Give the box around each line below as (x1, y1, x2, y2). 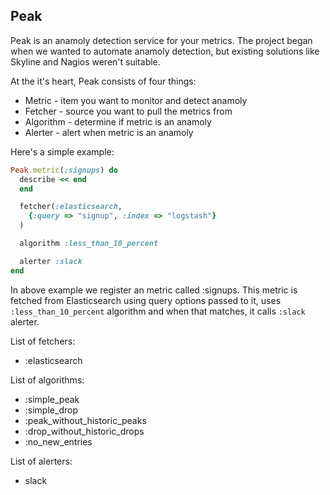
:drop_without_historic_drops (24, 425, 145, 437)
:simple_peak (24, 393, 80, 405)
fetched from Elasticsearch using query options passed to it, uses (10, 294, 282, 306)
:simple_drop (24, 404, 78, 416)
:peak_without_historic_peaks (24, 414, 147, 426)
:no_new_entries (24, 435, 93, 448)
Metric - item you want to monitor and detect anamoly (24, 94, 248, 106)
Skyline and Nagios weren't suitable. (10, 55, 161, 68)
